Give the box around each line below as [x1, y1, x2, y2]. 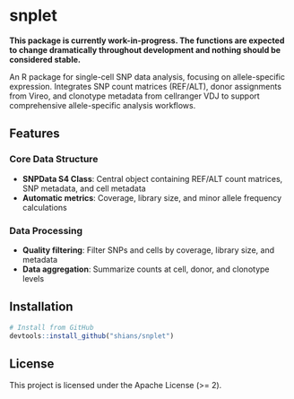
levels [22, 273, 45, 283]
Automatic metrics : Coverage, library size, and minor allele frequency [22, 192, 282, 203]
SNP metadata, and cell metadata [22, 183, 146, 194]
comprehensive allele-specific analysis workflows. [9, 100, 196, 110]
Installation [9, 299, 73, 315]
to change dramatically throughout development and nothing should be [9, 44, 281, 55]
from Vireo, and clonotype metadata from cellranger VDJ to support [9, 91, 260, 101]
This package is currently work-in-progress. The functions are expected [9, 35, 285, 46]
